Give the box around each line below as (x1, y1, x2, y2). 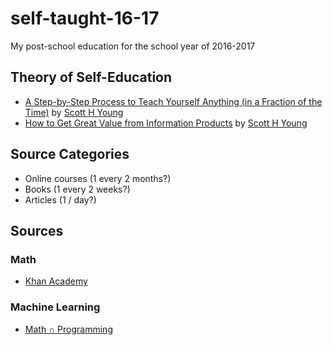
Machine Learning (10, 300, 101, 314)
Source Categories (10, 146, 130, 163)
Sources (10, 222, 64, 239)
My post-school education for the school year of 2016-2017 (10, 40, 256, 52)
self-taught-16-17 (10, 7, 160, 30)
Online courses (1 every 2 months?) (24, 172, 172, 184)
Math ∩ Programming (24, 323, 113, 335)
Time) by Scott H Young (24, 106, 124, 118)
